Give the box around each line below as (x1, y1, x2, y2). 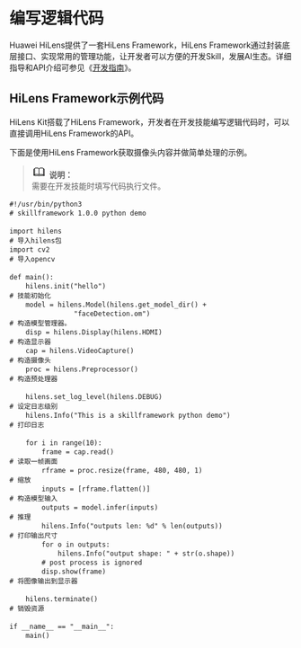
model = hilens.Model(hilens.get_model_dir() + (25, 300, 207, 309)
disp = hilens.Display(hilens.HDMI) (25, 327, 164, 337)
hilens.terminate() (25, 594, 99, 603)
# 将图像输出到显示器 (9, 576, 78, 585)
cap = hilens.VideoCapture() (25, 346, 135, 355)
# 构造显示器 (9, 337, 51, 346)
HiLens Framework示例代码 (9, 91, 164, 106)
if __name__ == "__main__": (9, 622, 115, 631)
